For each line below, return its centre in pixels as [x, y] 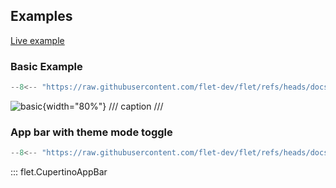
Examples [41, 16]
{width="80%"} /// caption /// [103, 106]
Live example [37, 40]
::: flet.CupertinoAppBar [59, 172]
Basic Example [46, 66]
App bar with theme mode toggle [91, 132]
